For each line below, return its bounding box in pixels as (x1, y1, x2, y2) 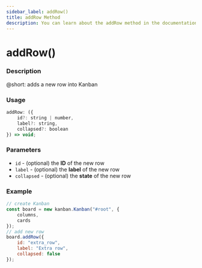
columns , (17, 212, 39, 218)
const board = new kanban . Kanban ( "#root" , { (6, 206, 120, 212)
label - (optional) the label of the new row (14, 165, 120, 173)
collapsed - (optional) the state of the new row (14, 172, 131, 179)
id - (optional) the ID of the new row (14, 159, 105, 167)
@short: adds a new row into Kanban (6, 80, 98, 88)
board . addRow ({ (6, 234, 44, 240)
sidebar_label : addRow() (6, 8, 69, 15)
